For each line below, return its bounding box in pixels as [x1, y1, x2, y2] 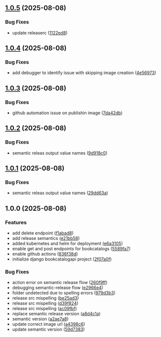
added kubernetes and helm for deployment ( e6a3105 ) [12, 240, 123, 247]
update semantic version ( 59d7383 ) [12, 326, 85, 333]
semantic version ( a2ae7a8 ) [12, 316, 69, 322]
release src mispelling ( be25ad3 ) [12, 295, 80, 301]
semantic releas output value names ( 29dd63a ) [12, 190, 108, 196]
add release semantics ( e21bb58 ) [12, 235, 80, 241]
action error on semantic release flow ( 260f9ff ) [12, 280, 108, 285]
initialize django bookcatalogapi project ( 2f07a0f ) [12, 256, 112, 262]
